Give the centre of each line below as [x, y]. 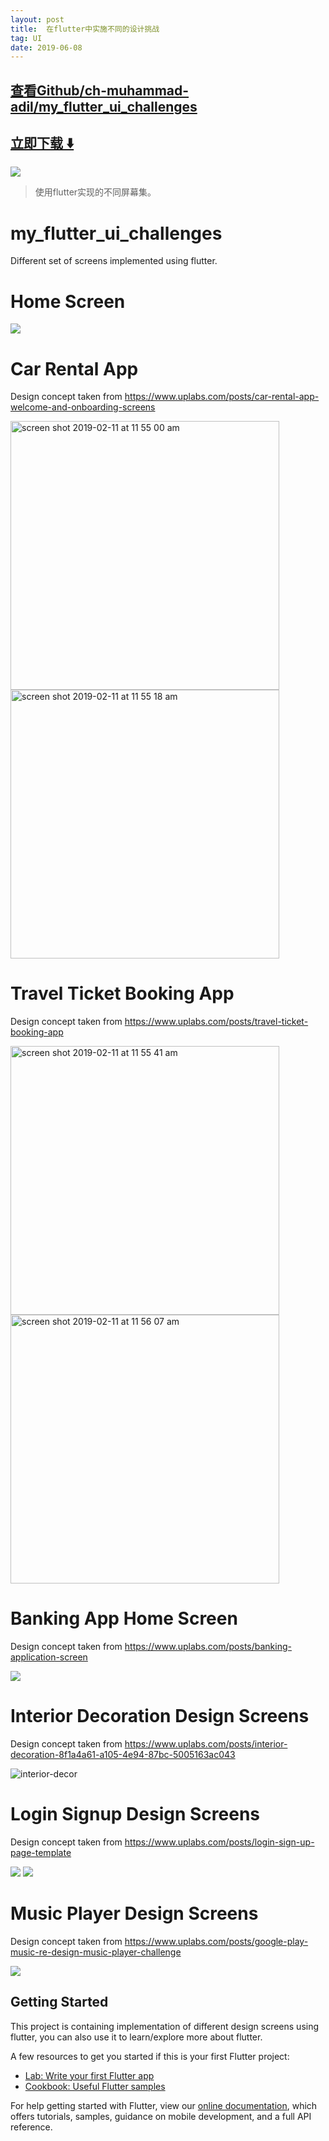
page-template [41, 1853]
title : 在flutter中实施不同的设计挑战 [85, 29]
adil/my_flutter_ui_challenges [104, 106]
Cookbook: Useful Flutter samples [95, 2086]
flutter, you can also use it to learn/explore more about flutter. [136, 2037]
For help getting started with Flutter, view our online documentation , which [164, 2105]
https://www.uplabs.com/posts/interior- [206, 1744]
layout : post [37, 19]
